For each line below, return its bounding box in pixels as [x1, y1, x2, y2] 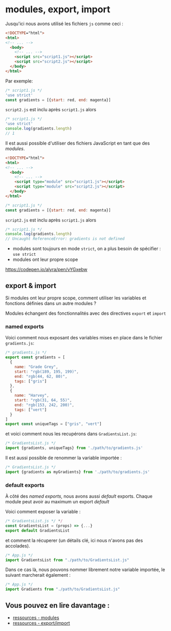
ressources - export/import [12, 620, 70, 626]
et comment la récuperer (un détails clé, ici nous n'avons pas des [5, 537, 143, 543]
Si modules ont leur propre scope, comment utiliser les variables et [5, 295, 147, 301]
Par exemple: [5, 78, 33, 84]
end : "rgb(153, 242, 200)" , [14, 402, 74, 408]
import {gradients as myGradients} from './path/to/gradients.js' [5, 469, 150, 475]
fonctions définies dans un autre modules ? [5, 300, 96, 306]
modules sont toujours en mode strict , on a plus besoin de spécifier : [12, 246, 161, 252]
